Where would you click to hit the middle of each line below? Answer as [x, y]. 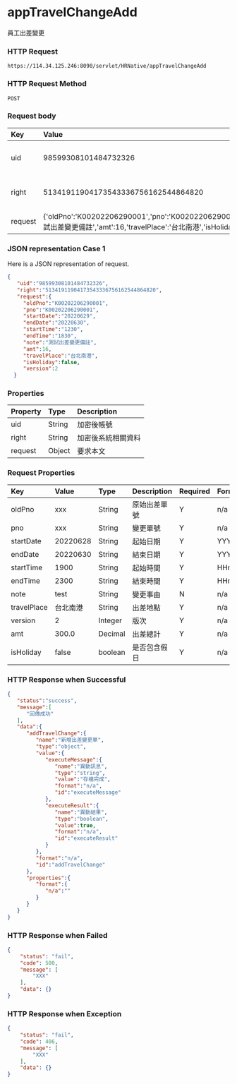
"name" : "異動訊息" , [81, 766]
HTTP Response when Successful [67, 680]
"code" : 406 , [39, 1042]
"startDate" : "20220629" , [60, 316]
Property [26, 411]
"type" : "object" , [61, 747]
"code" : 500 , [39, 963]
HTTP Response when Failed [57, 935]
